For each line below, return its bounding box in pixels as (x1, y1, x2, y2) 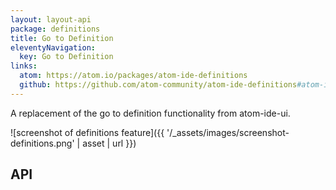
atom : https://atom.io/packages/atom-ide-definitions (19, 71, 248, 81)
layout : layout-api (10, 14, 92, 25)
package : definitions (10, 24, 101, 34)
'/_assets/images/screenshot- (166, 126, 290, 138)
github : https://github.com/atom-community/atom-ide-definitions (19, 80, 298, 90)
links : (10, 61, 38, 71)
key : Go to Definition (19, 52, 114, 62)
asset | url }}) (82, 137, 137, 149)
